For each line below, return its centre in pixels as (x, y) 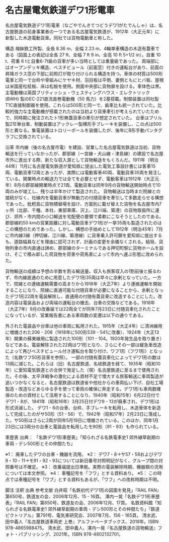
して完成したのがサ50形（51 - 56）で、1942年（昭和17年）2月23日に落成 (81, 414)
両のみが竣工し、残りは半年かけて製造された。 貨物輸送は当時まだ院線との (83, 191)
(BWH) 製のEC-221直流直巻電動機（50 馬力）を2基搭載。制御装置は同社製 (82, 99)
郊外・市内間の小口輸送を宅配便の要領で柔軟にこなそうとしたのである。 (89, 216)
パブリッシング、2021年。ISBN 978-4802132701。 (71, 534)
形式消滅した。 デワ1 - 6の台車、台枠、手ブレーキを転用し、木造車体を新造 (83, 408)
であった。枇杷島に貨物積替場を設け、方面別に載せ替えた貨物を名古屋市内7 (83, 204)
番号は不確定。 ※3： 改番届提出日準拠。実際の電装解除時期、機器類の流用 (86, 467)
